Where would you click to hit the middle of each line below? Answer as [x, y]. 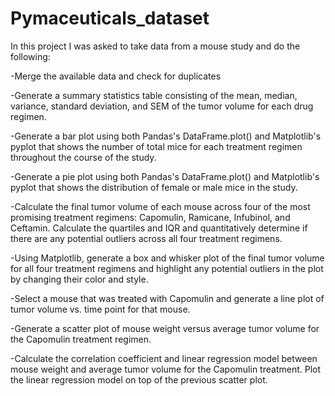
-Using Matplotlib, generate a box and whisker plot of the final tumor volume [167, 258]
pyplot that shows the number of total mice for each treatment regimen [156, 146]
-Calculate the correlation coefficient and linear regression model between [164, 358]
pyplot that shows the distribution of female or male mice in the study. [154, 187]
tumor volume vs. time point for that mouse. [100, 309]
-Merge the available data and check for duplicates [116, 76]
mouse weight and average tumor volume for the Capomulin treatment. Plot [166, 369]
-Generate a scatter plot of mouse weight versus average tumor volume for [165, 328]
